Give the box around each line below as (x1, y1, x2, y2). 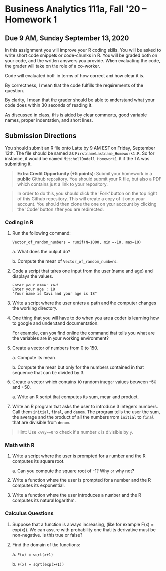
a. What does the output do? (12, 249, 71, 255)
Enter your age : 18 (12, 287, 55, 292)
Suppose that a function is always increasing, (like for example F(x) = (12, 521, 154, 527)
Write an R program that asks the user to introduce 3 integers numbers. (12, 404, 158, 410)
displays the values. (12, 273, 53, 279)
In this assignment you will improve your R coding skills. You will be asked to (5, 47, 161, 53)
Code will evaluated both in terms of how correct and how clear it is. (5, 73, 145, 78)
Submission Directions (5, 132, 77, 140)
